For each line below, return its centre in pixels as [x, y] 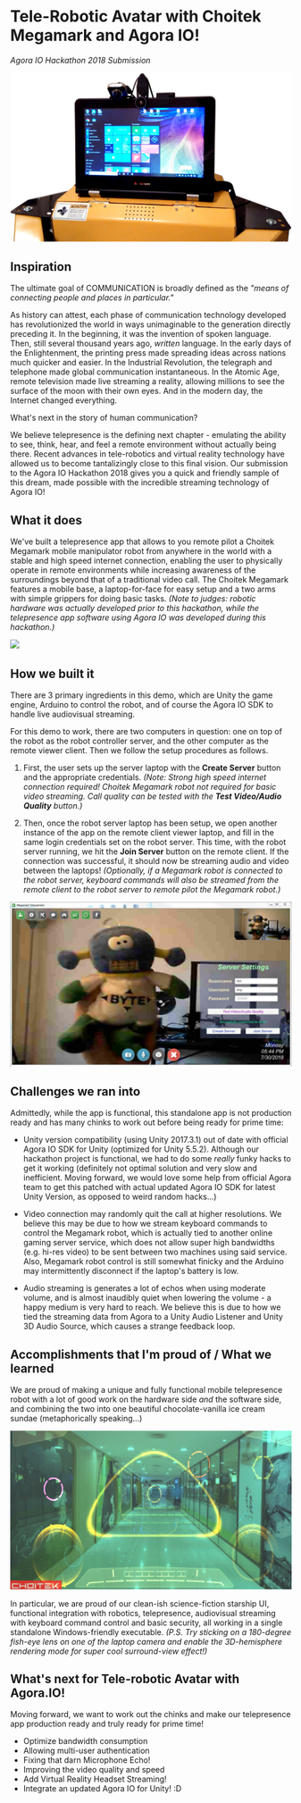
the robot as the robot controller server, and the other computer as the [139, 741]
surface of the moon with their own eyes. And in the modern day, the [137, 391]
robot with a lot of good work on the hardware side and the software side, [146, 1399]
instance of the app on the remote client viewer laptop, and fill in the [149, 833]
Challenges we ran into [75, 1091]
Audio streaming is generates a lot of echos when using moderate [144, 1288]
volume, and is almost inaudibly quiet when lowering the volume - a [147, 1298]
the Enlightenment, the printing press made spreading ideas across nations [148, 353]
